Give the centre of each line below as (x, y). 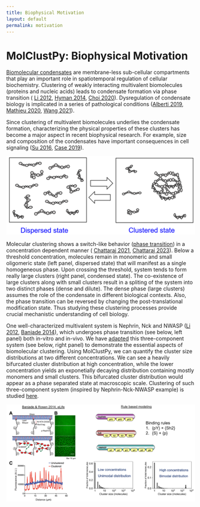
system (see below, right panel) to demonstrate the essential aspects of (95, 344)
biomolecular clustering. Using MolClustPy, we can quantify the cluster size (99, 351)
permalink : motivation (34, 25)
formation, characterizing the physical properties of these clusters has (93, 128)
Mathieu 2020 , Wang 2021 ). (40, 110)
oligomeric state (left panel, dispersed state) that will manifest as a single (96, 263)
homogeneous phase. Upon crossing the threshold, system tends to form (96, 269)
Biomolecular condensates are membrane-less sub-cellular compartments (98, 73)
